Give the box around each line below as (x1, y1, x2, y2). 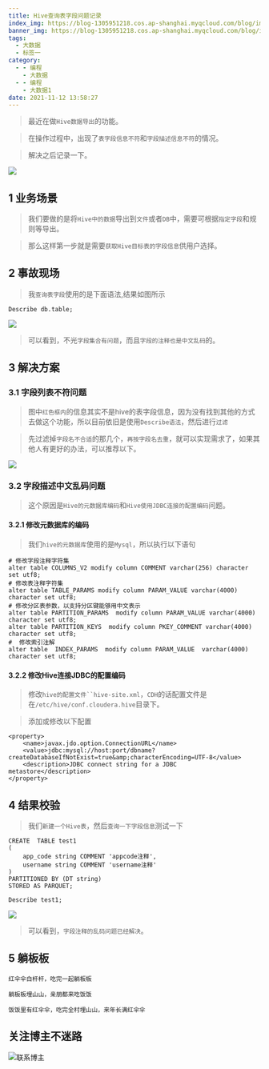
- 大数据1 (22, 86, 52, 94)
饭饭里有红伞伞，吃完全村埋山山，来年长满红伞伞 (8, 1006, 146, 1014)
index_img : (8, 19, 45, 27)
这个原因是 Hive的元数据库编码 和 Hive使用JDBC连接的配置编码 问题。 (27, 500, 230, 510)
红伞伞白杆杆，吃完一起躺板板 (8, 975, 92, 983)
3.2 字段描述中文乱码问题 (8, 481, 106, 492)
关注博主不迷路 (8, 1030, 82, 1043)
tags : (8, 34, 26, 42)
